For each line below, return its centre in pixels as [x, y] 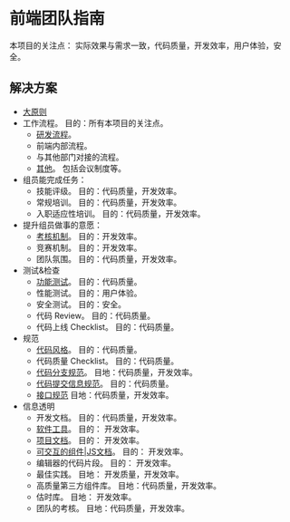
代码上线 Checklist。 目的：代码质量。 [107, 326]
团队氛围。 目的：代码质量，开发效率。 [109, 258]
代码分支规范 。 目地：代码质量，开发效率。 [116, 372]
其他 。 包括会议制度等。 [81, 168]
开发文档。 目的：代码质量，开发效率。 [109, 417]
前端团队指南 [58, 19]
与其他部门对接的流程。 [80, 157]
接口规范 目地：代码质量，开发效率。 [105, 394]
